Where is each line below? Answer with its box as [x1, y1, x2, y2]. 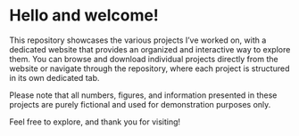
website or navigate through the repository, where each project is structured [9, 63, 290, 74]
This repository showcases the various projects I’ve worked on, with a [9, 35, 267, 45]
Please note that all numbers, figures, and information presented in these [9, 90, 278, 100]
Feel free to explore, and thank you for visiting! [9, 116, 181, 127]
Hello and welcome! [9, 5, 159, 26]
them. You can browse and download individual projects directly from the [9, 53, 278, 64]
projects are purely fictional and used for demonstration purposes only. [9, 99, 271, 109]
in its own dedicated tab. [9, 72, 100, 83]
